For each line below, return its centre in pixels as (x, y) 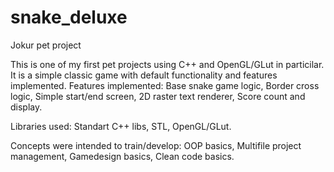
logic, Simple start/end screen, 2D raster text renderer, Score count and (158, 96)
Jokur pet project (46, 45)
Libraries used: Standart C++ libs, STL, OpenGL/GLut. (121, 126)
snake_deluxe (69, 17)
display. (26, 107)
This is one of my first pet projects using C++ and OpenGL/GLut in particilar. (167, 64)
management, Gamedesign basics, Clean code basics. (122, 156)
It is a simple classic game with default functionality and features (144, 75)
